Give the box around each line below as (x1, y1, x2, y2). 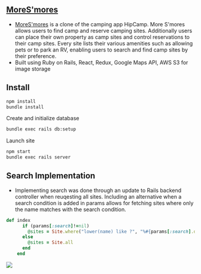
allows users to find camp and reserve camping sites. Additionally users (14, 27, 193, 34)
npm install (6, 98, 36, 104)
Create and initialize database (6, 115, 80, 122)
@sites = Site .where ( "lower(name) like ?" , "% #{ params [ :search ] (28, 229, 191, 235)
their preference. (14, 52, 57, 59)
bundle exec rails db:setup (6, 126, 77, 132)
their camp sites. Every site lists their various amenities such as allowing (14, 39, 193, 47)
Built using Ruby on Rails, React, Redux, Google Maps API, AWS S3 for (14, 59, 188, 66)
